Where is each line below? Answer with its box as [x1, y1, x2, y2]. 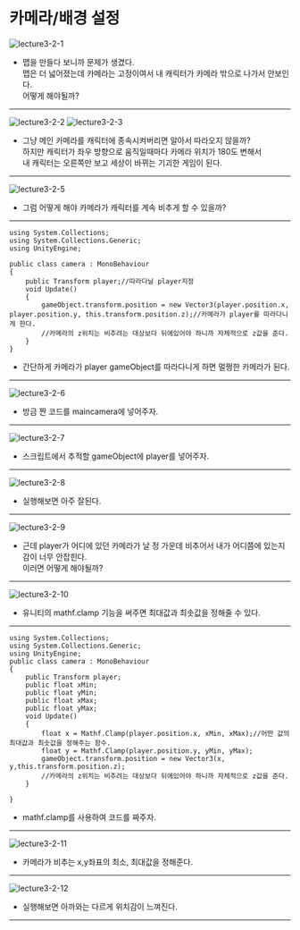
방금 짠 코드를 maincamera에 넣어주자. [21, 406, 159, 417]
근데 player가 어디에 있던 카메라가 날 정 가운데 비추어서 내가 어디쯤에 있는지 [21, 540, 286, 551]
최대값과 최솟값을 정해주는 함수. [9, 739, 112, 748]
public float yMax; [25, 704, 98, 713]
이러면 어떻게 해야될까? [21, 562, 104, 573]
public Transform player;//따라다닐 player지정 [25, 276, 195, 286]
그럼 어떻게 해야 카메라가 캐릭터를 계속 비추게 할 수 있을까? [21, 202, 227, 213]
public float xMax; [25, 696, 98, 705]
